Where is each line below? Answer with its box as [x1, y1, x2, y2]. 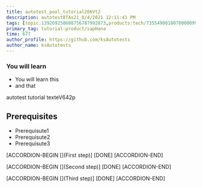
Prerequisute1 [14, 127, 49, 134]
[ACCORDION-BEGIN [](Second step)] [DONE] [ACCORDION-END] [6, 163, 171, 170]
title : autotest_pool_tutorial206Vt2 [6, 8, 101, 15]
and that [14, 82, 36, 89]
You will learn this [14, 76, 59, 83]
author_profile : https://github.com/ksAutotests [6, 37, 130, 43]
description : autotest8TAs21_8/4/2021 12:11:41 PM [6, 14, 136, 20]
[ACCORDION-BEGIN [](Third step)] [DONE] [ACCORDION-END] [6, 175, 165, 182]
